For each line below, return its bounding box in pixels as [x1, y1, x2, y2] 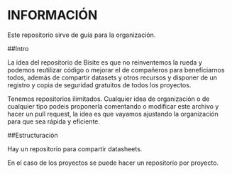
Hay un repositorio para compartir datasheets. [7, 144, 143, 153]
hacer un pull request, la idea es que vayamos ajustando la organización [7, 109, 219, 118]
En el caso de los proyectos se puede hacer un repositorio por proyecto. [7, 158, 219, 167]
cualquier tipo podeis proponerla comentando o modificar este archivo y [7, 102, 219, 110]
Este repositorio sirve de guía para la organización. [7, 31, 156, 39]
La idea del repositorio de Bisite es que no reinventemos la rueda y [7, 58, 202, 67]
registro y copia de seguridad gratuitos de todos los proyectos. [7, 80, 192, 89]
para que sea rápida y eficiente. [7, 117, 101, 126]
